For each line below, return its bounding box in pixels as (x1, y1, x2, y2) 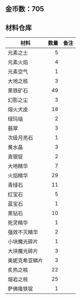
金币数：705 (5, 5, 44, 14)
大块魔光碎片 (8, 248, 39, 255)
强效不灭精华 (8, 229, 39, 236)
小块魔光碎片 (8, 238, 39, 245)
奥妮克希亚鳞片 (8, 257, 44, 264)
